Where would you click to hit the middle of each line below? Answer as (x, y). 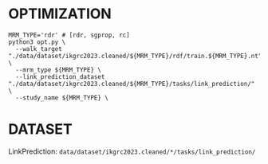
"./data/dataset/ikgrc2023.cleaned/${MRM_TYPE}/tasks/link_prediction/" (132, 84)
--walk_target (39, 49)
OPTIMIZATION (60, 14)
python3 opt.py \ (37, 42)
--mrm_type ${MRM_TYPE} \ (59, 70)
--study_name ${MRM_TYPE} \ (62, 98)
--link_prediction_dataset (60, 76)
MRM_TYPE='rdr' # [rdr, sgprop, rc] (69, 35)
